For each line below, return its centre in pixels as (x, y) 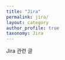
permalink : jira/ (27, 17)
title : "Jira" (24, 11)
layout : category (27, 22)
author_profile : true (33, 28)
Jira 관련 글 (19, 51)
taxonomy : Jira (25, 34)
